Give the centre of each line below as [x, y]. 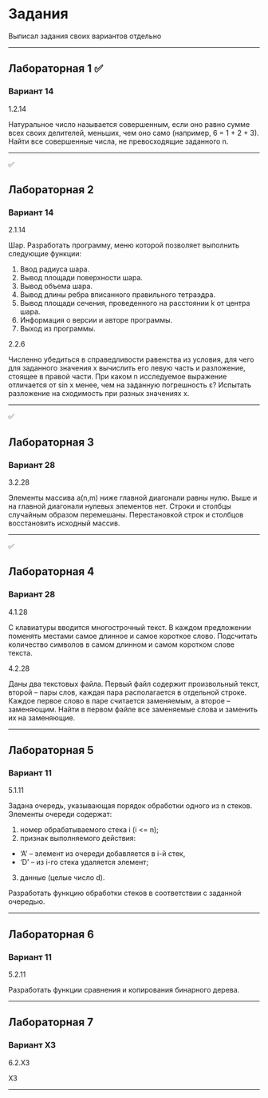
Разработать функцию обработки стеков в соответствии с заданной [125, 893]
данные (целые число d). [62, 878]
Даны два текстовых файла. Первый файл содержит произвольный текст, [134, 684]
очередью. [27, 902]
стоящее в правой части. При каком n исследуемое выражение [118, 377]
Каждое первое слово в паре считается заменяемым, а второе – [120, 700]
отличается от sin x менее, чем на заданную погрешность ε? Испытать [130, 385]
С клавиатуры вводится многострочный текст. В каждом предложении [130, 627]
